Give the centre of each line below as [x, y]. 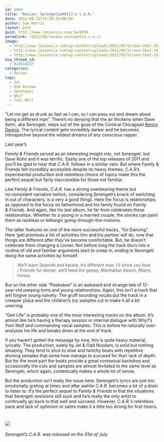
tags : [10, 78]
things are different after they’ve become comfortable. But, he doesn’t [75, 240]
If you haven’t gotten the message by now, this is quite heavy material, [76, 340]
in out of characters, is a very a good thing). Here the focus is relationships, [81, 200]
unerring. [14, 306]
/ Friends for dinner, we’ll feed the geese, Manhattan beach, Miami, [84, 270]
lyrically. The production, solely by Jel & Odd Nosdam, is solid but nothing [79, 345]
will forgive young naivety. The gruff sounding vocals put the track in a [76, 295]
